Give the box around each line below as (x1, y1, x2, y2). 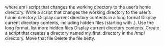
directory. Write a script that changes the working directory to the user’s (5, 9, 151, 15)
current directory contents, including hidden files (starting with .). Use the (5, 20, 154, 25)
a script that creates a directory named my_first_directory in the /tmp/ (5, 30, 146, 36)
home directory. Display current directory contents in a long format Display (5, 15, 157, 20)
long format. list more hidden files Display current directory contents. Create (5, 25, 160, 31)
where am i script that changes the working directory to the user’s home (5, 4, 151, 10)
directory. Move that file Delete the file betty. (5, 35, 96, 41)
